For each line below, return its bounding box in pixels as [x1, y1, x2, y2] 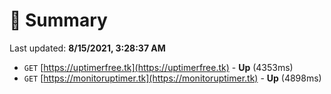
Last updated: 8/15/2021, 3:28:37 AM [9, 42, 166, 54]
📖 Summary [9, 9, 108, 32]
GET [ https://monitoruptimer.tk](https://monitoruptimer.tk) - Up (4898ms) [23, 72, 322, 84]
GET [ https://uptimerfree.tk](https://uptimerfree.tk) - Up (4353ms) [23, 61, 294, 73]
